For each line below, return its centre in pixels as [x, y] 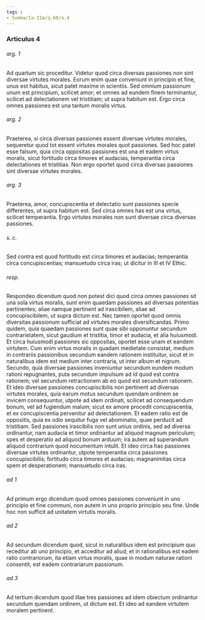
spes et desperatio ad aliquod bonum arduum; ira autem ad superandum [98, 440]
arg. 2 [14, 120]
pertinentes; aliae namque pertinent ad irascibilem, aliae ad [81, 309]
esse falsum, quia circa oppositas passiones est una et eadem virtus [93, 151]
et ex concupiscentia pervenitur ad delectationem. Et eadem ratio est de [97, 413]
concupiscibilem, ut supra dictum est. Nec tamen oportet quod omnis [94, 316]
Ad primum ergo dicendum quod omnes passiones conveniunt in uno [93, 499]
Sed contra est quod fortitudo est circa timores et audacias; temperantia [97, 257]
